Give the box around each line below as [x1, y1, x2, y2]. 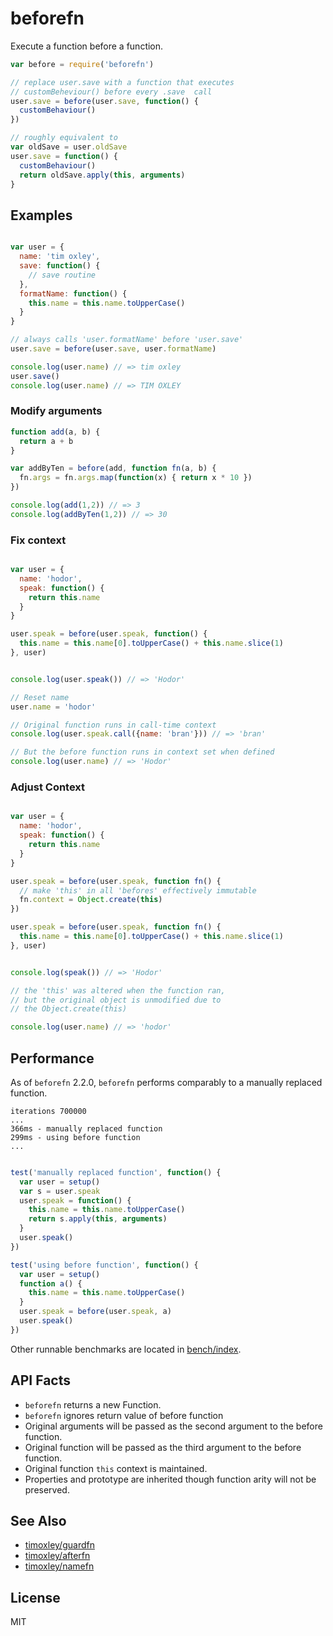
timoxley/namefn [24, 1560, 95, 1572]
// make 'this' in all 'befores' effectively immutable [19, 885, 257, 896]
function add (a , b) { [10, 427, 101, 437]
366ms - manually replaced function [10, 1123, 163, 1134]
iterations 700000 [10, 1106, 87, 1116]
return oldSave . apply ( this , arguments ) [19, 170, 186, 180]
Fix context [10, 533, 67, 547]
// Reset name [10, 692, 70, 702]
